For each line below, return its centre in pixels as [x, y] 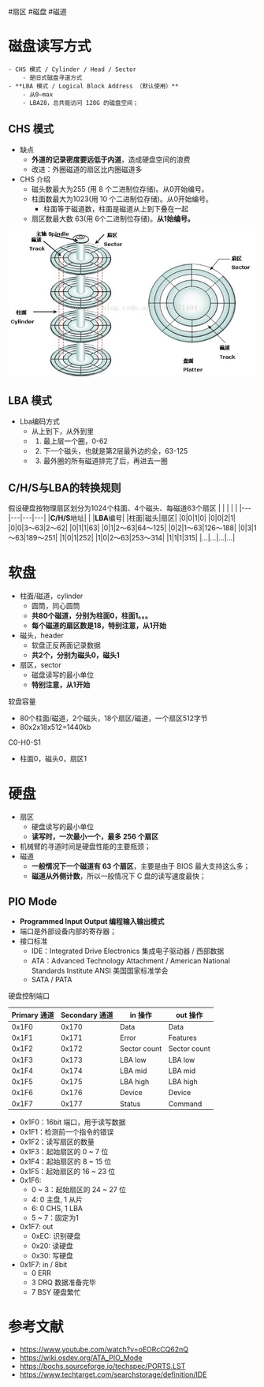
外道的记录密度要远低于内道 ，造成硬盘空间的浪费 [111, 159]
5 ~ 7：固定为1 [55, 1218]
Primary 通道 [33, 1015]
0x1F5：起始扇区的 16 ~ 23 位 [67, 1172]
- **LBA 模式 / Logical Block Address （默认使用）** [93, 86]
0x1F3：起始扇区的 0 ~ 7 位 [64, 1152]
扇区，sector [40, 665]
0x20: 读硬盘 [52, 1246]
